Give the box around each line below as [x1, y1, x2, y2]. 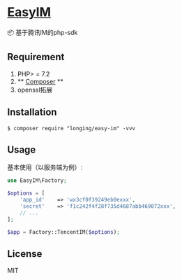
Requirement [7, 51, 65, 63]
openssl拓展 [17, 85, 53, 94]
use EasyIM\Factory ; [7, 177, 68, 184]
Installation [7, 106, 57, 118]
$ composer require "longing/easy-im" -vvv [7, 125, 136, 132]
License [7, 248, 43, 260]
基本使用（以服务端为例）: [7, 163, 83, 171]
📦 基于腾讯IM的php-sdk [7, 28, 78, 36]
